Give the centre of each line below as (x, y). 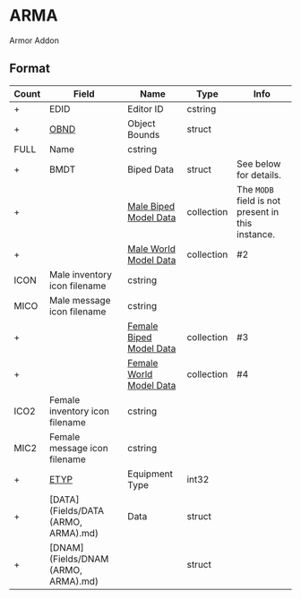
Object (142, 124)
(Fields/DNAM (79, 559)
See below (259, 164)
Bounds (144, 134)
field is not (259, 201)
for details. (259, 175)
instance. (256, 234)
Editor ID (146, 108)
